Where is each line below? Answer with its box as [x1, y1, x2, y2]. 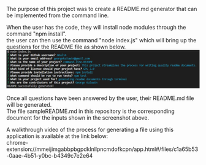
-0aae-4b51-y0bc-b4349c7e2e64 [6, 152, 93, 159]
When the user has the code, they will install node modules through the [6, 24, 186, 31]
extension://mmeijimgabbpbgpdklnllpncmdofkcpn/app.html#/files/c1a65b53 [6, 145, 199, 153]
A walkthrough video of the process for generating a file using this [6, 126, 174, 133]
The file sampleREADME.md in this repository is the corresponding [6, 107, 175, 115]
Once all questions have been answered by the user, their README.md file [6, 94, 194, 102]
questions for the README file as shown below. [6, 43, 126, 50]
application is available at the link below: [6, 132, 109, 140]
